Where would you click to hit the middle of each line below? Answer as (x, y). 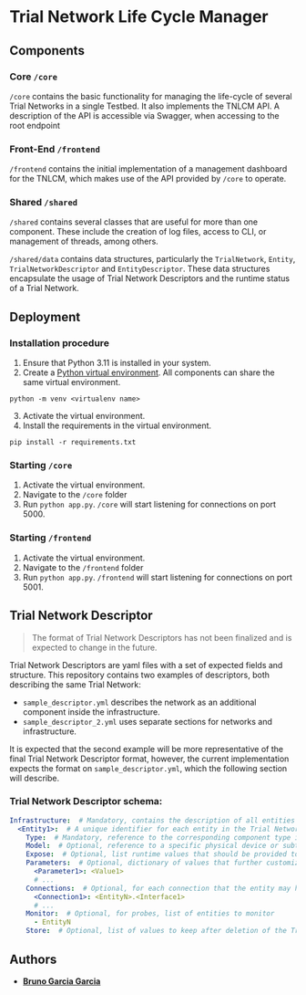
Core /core (33, 77)
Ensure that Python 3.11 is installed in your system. (117, 363)
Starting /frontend (51, 538)
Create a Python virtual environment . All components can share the (148, 372)
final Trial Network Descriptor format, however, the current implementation (149, 759)
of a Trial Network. (44, 288)
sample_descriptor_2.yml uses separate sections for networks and (148, 721)
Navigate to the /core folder (75, 495)
